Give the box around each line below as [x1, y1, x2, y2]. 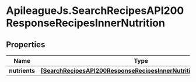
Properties [6, 40, 45, 49]
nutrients [9, 67, 35, 74]
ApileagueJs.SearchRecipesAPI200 [6, 4, 184, 17]
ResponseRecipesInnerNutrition [6, 16, 165, 30]
